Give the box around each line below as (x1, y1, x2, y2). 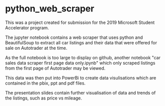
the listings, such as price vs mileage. (5, 95, 82, 101)
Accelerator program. (5, 24, 49, 30)
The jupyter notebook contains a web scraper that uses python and (5, 34, 143, 40)
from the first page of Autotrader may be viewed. (5, 65, 106, 71)
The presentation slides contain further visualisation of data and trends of (5, 90, 156, 96)
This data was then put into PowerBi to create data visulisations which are (5, 75, 157, 81)
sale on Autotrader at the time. (5, 45, 68, 51)
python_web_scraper (5, 3, 94, 14)
